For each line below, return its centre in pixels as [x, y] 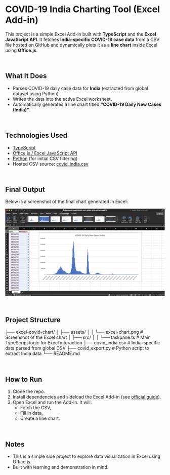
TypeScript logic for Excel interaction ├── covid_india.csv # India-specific [83, 343]
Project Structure [33, 320]
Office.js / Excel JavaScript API [45, 153]
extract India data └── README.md [42, 353]
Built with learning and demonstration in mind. [60, 467]
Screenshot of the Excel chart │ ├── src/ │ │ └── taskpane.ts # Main [78, 337]
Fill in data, [31, 413]
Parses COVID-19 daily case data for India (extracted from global [80, 88]
